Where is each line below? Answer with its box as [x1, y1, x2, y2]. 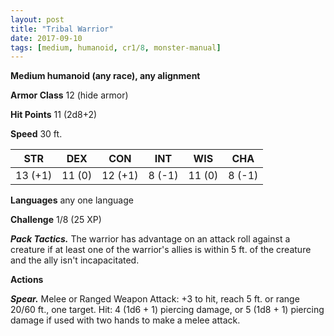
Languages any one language [10, 194, 134, 206]
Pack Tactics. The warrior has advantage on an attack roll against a [10, 233, 291, 245]
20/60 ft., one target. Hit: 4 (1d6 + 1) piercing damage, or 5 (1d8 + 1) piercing [10, 304, 325, 316]
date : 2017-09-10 [10, 33, 83, 43]
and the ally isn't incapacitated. [10, 254, 140, 266]
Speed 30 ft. [10, 128, 63, 140]
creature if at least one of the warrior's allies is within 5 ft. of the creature [10, 244, 312, 256]
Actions [10, 274, 44, 286]
